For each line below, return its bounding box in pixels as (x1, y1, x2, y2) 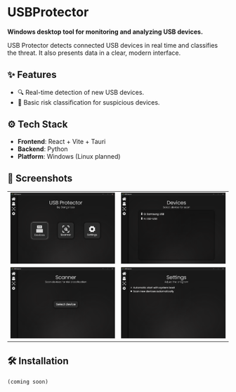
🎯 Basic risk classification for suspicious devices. (17, 98, 160, 106)
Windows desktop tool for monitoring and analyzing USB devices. (7, 27, 204, 36)
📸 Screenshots (7, 172, 73, 184)
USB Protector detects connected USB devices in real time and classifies (7, 41, 218, 49)
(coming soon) (7, 378, 49, 385)
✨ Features (7, 69, 57, 81)
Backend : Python (17, 145, 68, 153)
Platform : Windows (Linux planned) (17, 152, 121, 160)
